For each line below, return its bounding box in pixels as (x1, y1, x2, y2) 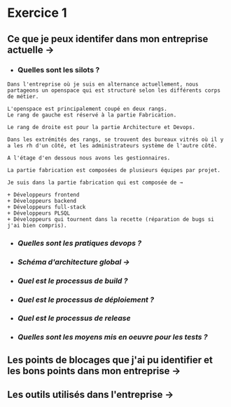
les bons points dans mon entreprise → (7, 365, 181, 377)
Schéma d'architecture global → (17, 257, 130, 267)
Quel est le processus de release (17, 314, 131, 323)
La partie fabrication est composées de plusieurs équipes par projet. (7, 166, 220, 173)
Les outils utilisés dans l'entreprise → (7, 389, 174, 401)
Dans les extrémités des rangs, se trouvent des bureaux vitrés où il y (7, 135, 224, 143)
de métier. (7, 93, 39, 100)
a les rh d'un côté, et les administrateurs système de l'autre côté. (7, 142, 218, 149)
